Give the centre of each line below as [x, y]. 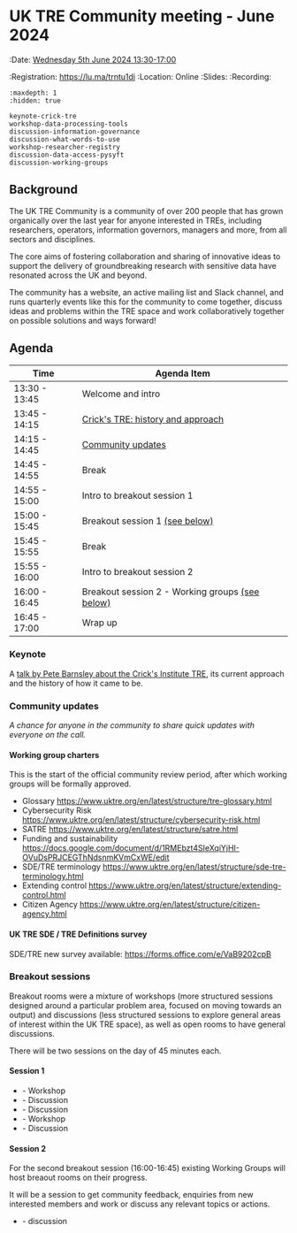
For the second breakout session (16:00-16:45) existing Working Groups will [147, 1168]
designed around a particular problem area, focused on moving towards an [145, 1005]
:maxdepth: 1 [33, 93]
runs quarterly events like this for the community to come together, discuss [146, 302]
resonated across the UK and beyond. [78, 275]
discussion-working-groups [59, 162]
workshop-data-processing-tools [69, 124]
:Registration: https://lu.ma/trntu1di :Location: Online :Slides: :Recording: [141, 76]
